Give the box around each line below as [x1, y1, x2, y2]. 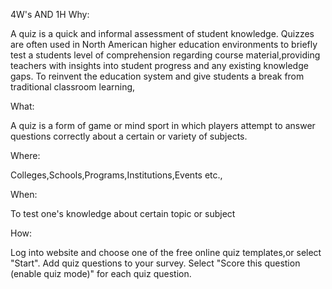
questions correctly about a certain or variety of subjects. [10, 130, 248, 142]
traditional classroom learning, [10, 81, 136, 93]
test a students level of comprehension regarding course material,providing [10, 49, 321, 61]
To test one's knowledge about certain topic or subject [10, 208, 236, 219]
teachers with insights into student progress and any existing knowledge [10, 60, 309, 71]
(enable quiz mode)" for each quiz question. [10, 268, 192, 279]
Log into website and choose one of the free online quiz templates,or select [10, 247, 322, 258]
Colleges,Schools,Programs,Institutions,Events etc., [10, 169, 223, 181]
